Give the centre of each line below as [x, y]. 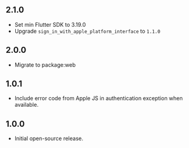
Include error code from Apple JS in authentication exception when [98, 98]
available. [26, 105]
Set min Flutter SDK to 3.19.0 [50, 24]
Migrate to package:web [45, 65]
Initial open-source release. [49, 138]
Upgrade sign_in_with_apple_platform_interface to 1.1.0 [87, 31]
